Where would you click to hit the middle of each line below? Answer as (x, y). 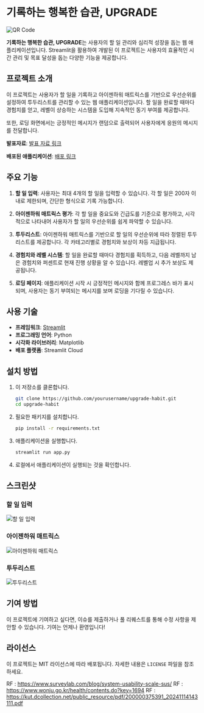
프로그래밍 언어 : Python (43, 335)
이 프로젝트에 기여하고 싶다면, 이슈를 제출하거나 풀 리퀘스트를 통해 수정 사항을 (98, 619)
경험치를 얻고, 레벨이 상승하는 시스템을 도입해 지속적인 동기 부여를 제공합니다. (98, 110)
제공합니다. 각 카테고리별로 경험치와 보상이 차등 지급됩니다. (106, 242)
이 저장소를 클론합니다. (42, 387)
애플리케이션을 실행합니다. (46, 441)
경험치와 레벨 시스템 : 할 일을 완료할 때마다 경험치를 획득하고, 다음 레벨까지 (103, 255)
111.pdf (15, 703)
